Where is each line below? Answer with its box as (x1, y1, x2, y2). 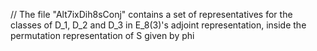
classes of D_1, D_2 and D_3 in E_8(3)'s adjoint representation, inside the (10, 19, 307, 31)
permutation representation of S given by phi (10, 30, 195, 41)
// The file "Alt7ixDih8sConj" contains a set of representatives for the (10, 9, 293, 20)
